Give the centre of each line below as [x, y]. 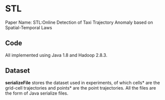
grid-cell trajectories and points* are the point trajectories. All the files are [81, 88]
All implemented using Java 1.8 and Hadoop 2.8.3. [56, 55]
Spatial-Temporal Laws [29, 27]
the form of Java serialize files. [37, 93]
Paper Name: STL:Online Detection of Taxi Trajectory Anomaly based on [79, 22]
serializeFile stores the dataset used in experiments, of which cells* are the [82, 83]
